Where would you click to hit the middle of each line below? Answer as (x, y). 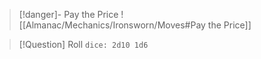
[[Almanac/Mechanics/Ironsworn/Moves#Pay (112, 25)
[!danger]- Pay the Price (68, 14)
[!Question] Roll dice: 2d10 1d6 (83, 44)
